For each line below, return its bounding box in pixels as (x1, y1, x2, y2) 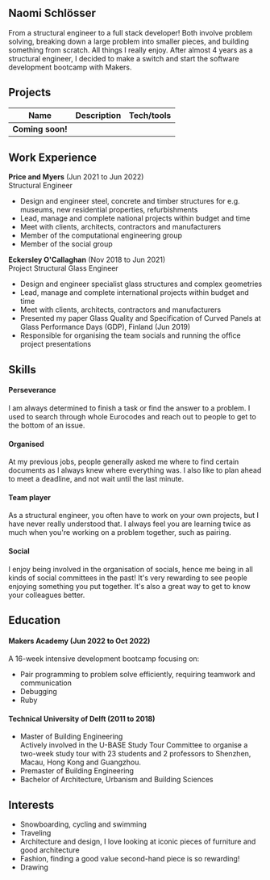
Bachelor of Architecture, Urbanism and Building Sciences (19, 775, 214, 785)
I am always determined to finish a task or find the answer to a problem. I (8, 403, 251, 413)
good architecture (19, 845, 80, 855)
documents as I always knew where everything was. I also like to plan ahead (8, 465, 262, 475)
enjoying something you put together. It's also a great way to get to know (8, 581, 251, 591)
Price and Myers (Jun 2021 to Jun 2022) (8, 172, 144, 182)
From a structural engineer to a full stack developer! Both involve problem (8, 27, 252, 37)
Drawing (19, 862, 48, 872)
